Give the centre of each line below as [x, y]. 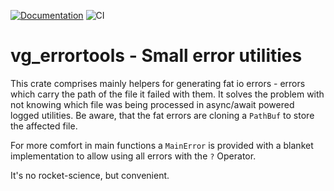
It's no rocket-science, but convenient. [90, 175]
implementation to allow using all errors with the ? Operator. [133, 156]
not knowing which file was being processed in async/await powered [152, 104]
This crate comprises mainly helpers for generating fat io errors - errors [158, 83]
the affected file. [44, 126]
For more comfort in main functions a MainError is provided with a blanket [162, 145]
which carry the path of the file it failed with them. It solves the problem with [167, 94]
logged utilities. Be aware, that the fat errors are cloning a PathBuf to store [162, 115]
